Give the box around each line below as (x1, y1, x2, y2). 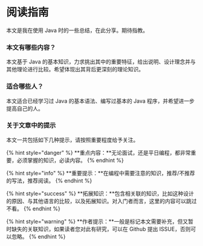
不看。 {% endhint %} (6, 205, 60, 212)
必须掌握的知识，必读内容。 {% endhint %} (16, 157, 124, 164)
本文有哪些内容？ (6, 43, 56, 51)
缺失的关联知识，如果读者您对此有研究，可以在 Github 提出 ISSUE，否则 (11, 225, 191, 233)
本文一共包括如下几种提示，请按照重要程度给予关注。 (6, 136, 139, 143)
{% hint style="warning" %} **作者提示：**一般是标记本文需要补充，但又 (6, 218, 188, 225)
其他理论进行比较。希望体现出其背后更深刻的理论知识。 (6, 66, 144, 73)
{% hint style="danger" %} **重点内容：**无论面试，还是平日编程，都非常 (6, 149, 192, 156)
